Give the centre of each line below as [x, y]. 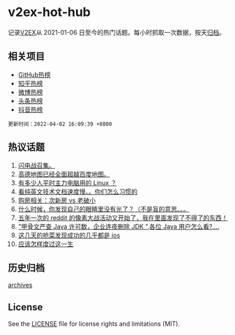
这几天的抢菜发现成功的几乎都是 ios [69, 235]
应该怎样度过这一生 [46, 244]
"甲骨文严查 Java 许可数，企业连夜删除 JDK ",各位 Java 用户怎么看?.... [119, 226]
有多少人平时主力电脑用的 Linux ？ [67, 183]
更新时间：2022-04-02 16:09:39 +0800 [60, 124]
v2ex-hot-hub [50, 12]
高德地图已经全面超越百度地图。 [64, 174]
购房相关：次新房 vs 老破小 [57, 200]
